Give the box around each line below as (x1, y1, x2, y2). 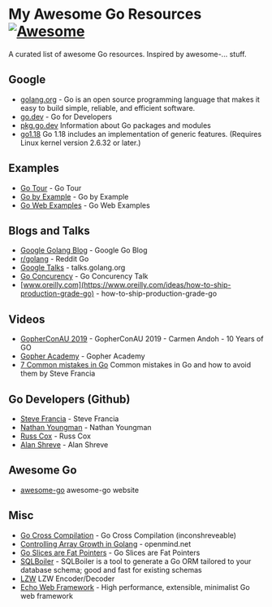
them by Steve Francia (19, 368, 96, 379)
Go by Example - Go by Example (19, 191, 129, 201)
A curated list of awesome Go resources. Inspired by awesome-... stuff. (8, 49, 247, 59)
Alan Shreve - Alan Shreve (19, 440, 109, 449)
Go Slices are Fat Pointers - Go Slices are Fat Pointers (19, 548, 201, 557)
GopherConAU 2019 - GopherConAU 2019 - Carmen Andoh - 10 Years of (19, 334, 264, 344)
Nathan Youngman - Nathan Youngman (19, 423, 152, 432)
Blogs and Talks (8, 223, 91, 237)
